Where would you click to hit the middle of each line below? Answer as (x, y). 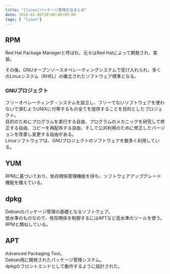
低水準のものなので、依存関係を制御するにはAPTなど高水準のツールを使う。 (85, 218)
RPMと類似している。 (28, 224)
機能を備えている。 (25, 183)
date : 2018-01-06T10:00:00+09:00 (41, 15)
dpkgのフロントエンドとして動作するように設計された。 (64, 266)
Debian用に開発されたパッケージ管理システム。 (55, 260)
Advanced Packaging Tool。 (35, 253)
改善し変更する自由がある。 (47, 134)
